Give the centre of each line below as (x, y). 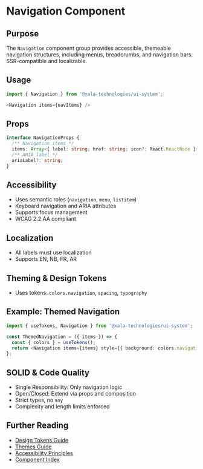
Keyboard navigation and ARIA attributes (66, 206)
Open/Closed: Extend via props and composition (76, 394)
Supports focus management (51, 212)
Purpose (23, 34)
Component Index (37, 459)
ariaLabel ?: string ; (37, 160)
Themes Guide (33, 447)
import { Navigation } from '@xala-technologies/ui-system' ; (85, 94)
